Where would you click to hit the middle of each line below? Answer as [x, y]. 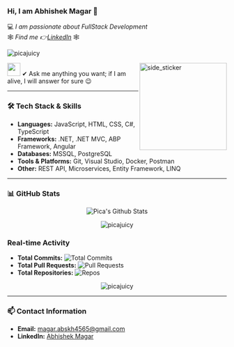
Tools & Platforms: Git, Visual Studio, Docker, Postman [96, 161]
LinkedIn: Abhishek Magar [55, 337]
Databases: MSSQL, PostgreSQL [65, 153]
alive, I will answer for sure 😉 [49, 81]
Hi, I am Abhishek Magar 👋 [53, 11]
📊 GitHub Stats [34, 193]
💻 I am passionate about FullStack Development [77, 26]
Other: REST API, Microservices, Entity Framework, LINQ [99, 168]
